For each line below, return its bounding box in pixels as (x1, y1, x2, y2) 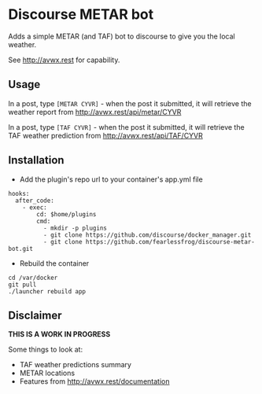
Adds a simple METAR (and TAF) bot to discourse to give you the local (8, 31, 235, 41)
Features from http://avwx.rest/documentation (19, 377, 170, 386)
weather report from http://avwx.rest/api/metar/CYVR (8, 107, 182, 116)
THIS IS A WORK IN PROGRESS (8, 330, 111, 339)
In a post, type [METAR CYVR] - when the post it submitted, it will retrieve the (8, 98, 252, 108)
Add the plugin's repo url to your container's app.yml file (19, 175, 203, 184)
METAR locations (19, 368, 76, 378)
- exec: (22, 203, 47, 212)
